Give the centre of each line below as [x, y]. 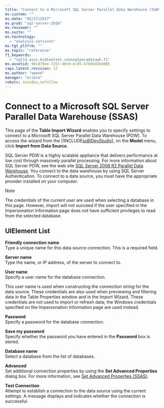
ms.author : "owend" [25, 73]
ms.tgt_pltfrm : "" [24, 46]
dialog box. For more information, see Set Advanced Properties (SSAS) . [77, 376]
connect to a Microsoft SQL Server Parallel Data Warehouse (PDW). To [76, 135]
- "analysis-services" [32, 41]
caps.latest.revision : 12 [31, 69]
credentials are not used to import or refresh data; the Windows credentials [81, 302]
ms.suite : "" [18, 32]
